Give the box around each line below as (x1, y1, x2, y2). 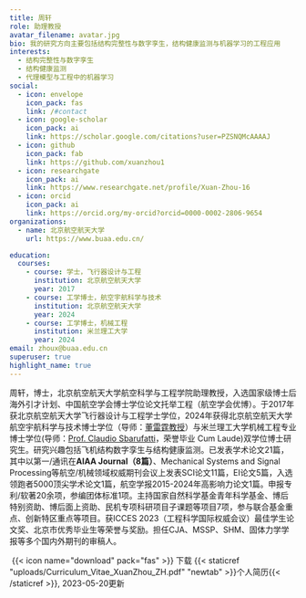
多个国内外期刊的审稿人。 (25, 535, 121, 546)
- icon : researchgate (17, 166, 100, 175)
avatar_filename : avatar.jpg (9, 30, 120, 39)
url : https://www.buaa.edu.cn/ (25, 234, 145, 243)
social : (9, 81, 39, 90)
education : (9, 250, 51, 260)
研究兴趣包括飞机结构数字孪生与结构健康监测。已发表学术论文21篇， (33, 444, 290, 455)
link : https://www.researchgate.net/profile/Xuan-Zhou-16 (25, 184, 250, 193)
